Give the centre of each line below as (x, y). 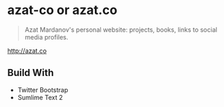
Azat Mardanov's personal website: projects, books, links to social (121, 30)
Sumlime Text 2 (40, 97)
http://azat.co (27, 51)
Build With (31, 73)
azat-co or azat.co (63, 10)
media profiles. (46, 37)
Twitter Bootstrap (43, 89)
